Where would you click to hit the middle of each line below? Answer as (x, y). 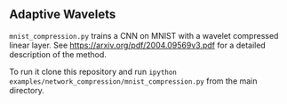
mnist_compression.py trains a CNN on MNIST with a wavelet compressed (144, 35)
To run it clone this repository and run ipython (93, 71)
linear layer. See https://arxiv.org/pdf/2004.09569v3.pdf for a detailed (138, 45)
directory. (27, 90)
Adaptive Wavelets (63, 15)
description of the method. (58, 54)
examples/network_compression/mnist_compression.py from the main (133, 81)
